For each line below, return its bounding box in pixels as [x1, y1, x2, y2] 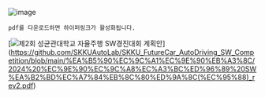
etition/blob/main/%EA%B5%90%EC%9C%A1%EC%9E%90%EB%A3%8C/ [8, 56, 256, 65]
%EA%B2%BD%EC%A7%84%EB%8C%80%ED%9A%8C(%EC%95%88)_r [8, 73, 256, 82]
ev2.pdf [8, 81, 34, 90]
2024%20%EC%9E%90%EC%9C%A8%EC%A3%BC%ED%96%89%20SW [8, 64, 257, 74]
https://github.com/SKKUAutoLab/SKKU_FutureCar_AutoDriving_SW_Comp [10, 48, 255, 56]
